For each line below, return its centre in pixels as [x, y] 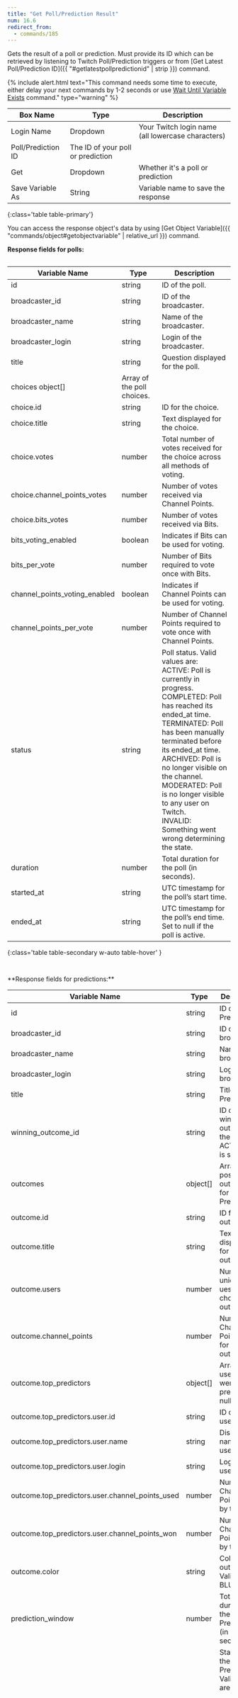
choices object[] [38, 387]
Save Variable [34, 188]
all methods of [186, 466]
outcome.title [33, 1247]
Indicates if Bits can [194, 536]
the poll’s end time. [193, 917]
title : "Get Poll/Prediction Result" [63, 14]
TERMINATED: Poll [193, 723]
